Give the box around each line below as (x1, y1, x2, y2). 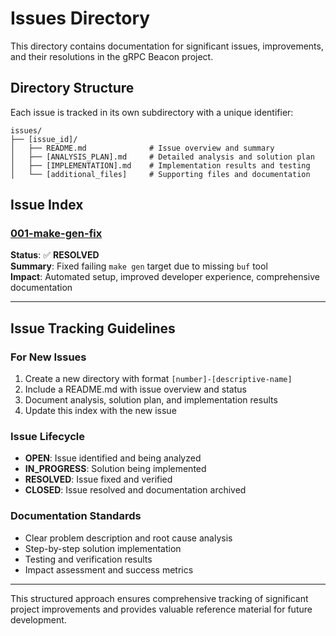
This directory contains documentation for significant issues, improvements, (10, 40, 324, 52)
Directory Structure (10, 80, 135, 97)
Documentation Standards (10, 509, 142, 523)
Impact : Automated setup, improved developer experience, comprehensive (10, 271, 320, 283)
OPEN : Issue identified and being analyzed (24, 452, 202, 464)
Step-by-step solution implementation (24, 542, 182, 554)
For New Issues (10, 350, 87, 364)
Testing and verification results (24, 553, 153, 565)
